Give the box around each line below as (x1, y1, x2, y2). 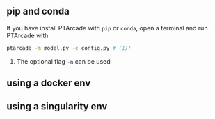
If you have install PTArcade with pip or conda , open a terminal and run (6, 24, 208, 32)
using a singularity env (6, 100, 108, 113)
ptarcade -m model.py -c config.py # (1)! (6, 44, 132, 51)
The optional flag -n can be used (16, 57, 111, 65)
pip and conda (6, 6, 70, 17)
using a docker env (6, 77, 91, 89)
